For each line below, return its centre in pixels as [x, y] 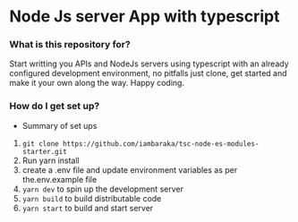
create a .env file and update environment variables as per [130, 170]
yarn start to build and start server [88, 208]
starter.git [44, 151]
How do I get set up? [55, 107]
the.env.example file [60, 179]
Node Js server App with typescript [145, 17]
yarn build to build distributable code [92, 198]
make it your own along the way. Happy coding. [97, 83]
